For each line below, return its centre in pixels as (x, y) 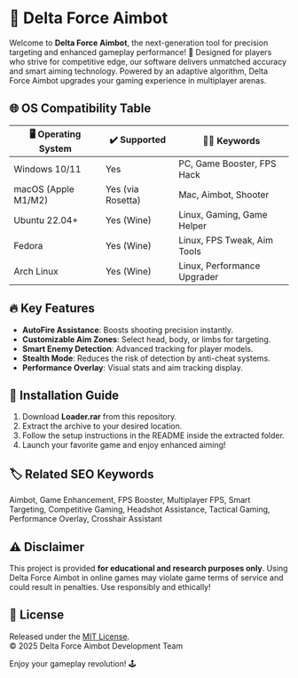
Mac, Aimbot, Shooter (224, 195)
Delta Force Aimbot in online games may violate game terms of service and (146, 578)
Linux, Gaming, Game (223, 214)
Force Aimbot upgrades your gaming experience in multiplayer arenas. (138, 80)
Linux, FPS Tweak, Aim (226, 240)
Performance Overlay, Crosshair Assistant (86, 519)
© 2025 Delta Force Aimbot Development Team (96, 646)
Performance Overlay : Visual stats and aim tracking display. (133, 367)
